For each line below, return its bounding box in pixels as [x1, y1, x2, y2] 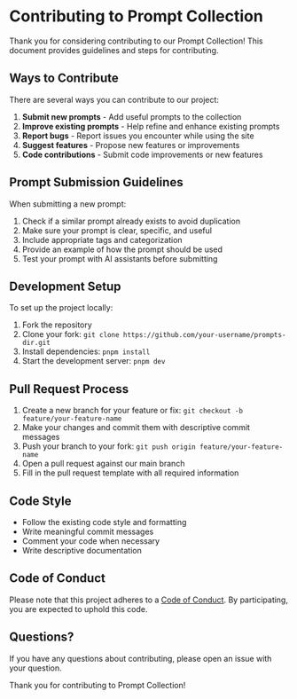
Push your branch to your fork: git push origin [21, 441, 197, 452]
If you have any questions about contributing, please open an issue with [9, 653, 272, 664]
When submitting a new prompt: [9, 198, 127, 209]
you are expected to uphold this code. [9, 603, 148, 614]
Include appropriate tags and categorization [21, 234, 184, 245]
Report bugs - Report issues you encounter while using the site [21, 130, 254, 141]
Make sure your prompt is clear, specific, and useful [21, 224, 213, 236]
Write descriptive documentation [21, 546, 142, 555]
